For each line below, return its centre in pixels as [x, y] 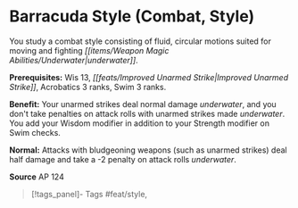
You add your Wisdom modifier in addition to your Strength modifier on [140, 123]
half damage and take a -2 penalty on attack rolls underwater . [123, 159]
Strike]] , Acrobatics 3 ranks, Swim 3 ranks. [88, 87]
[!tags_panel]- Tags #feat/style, [89, 194]
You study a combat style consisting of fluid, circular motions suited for [141, 41]
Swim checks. [35, 132]
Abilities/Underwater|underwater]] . [74, 60]
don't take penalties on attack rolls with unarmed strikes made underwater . [147, 113]
